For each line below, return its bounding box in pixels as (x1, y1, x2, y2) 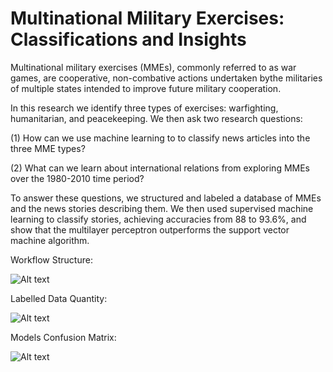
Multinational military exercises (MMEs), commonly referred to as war (10, 61, 297, 73)
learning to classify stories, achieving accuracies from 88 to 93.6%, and (10, 213, 307, 225)
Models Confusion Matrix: (10, 331, 117, 343)
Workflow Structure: (10, 253, 93, 266)
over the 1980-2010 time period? (10, 172, 145, 184)
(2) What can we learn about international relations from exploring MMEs (10, 162, 311, 174)
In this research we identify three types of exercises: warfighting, (10, 102, 279, 114)
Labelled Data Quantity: (10, 292, 108, 304)
